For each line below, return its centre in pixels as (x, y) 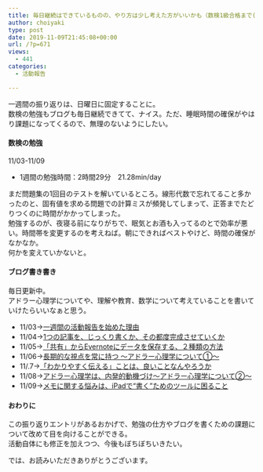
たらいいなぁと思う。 (56, 310)
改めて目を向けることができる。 (80, 434)
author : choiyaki (37, 23)
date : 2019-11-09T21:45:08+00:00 (63, 37)
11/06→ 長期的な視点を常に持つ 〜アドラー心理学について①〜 (119, 357)
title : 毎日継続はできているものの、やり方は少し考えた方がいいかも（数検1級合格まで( (132, 15)
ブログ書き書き (32, 272)
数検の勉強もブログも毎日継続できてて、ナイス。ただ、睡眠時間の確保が (125, 114)
